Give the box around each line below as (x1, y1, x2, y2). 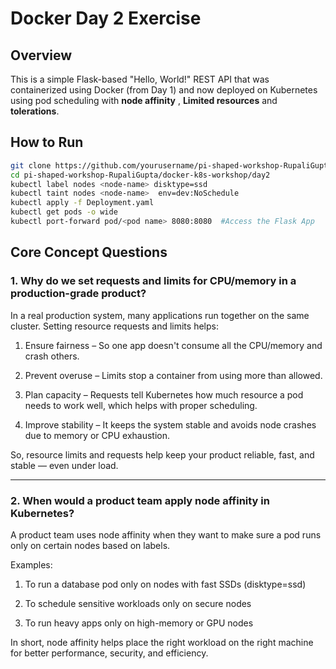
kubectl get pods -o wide (10, 207, 118, 217)
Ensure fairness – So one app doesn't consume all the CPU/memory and (24, 339, 323, 351)
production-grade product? (10, 287, 147, 301)
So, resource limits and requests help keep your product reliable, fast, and (10, 448, 315, 461)
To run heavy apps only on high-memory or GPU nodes (24, 617, 254, 629)
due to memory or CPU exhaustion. (24, 429, 170, 441)
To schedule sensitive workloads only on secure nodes (24, 597, 252, 609)
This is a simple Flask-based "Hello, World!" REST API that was (10, 73, 270, 85)
